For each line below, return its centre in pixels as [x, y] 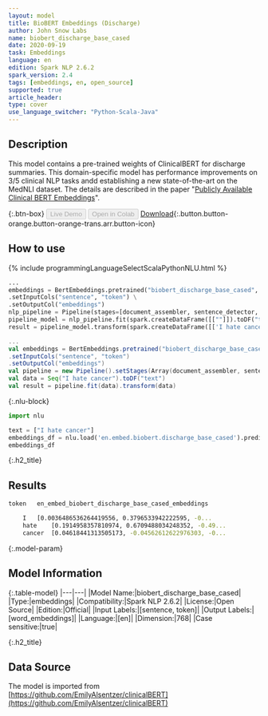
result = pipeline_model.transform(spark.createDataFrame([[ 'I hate [124, 327]
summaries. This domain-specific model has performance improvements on [133, 172]
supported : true [35, 90]
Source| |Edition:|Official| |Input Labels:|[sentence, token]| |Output [117, 609]
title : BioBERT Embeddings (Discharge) [75, 23]
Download [157, 213]
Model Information [55, 574]
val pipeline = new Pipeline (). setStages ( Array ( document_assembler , [124, 371]
